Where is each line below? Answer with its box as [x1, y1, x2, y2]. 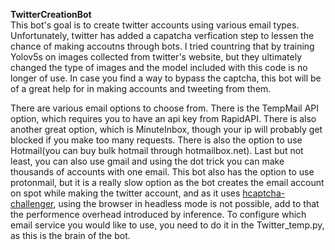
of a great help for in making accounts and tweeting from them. [10, 83, 272, 94]
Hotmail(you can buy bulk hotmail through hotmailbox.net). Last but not [10, 145, 304, 156]
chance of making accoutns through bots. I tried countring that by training [10, 40, 315, 52]
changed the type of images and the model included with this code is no [10, 62, 308, 73]
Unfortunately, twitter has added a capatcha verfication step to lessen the [10, 30, 315, 41]
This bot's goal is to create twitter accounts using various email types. [10, 19, 300, 31]
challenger [10, 198, 54, 209]
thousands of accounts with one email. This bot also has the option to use [10, 166, 315, 178]
